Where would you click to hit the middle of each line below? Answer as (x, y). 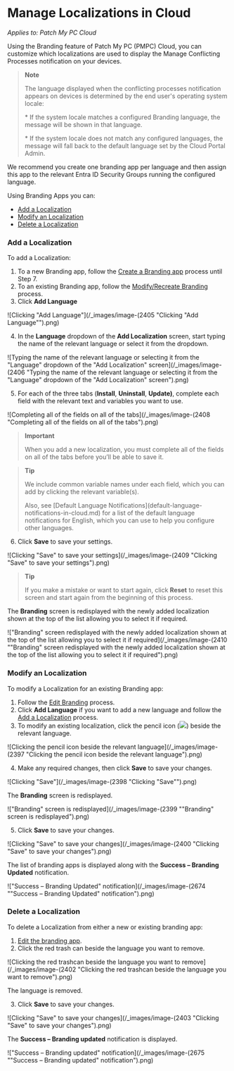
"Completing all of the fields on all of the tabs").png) (83, 422)
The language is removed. (45, 990)
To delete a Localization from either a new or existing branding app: (105, 927)
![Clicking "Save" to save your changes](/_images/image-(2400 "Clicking (113, 843)
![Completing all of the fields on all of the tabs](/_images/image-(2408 (109, 415)
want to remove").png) (40, 977)
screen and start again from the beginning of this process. (109, 598)
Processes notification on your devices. (64, 61)
